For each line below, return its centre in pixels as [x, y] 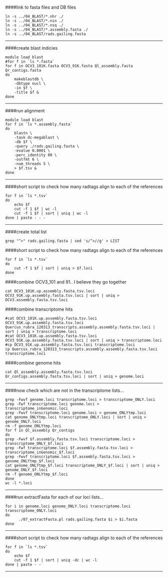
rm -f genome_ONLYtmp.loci [33, 426]
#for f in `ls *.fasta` [30, 62]
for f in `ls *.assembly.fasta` [39, 124]
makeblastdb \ [29, 79]
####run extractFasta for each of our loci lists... [54, 497]
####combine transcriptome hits [39, 309]
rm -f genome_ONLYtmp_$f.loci [37, 474]
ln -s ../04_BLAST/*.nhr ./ [34, 17]
